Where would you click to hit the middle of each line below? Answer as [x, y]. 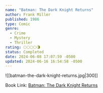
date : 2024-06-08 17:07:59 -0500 [40, 57]
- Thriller [21, 43]
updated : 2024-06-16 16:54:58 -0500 [44, 61]
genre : [12, 29]
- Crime [18, 33]
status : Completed [24, 52]
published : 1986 [22, 19]
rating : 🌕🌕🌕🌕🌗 [23, 47]
